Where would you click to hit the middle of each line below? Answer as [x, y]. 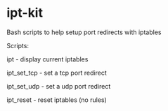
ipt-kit [25, 13]
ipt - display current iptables [47, 59]
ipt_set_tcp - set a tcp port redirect [57, 73]
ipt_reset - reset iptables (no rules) [57, 100]
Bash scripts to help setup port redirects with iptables [84, 32]
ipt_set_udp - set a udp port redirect [59, 86]
